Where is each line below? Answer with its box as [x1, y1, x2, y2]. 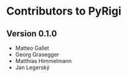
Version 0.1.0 [6, 28, 57, 39]
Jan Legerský [15, 64, 50, 71]
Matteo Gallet [15, 44, 49, 52]
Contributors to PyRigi [6, 4, 122, 18]
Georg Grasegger [15, 51, 60, 58]
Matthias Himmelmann [15, 58, 72, 64]
